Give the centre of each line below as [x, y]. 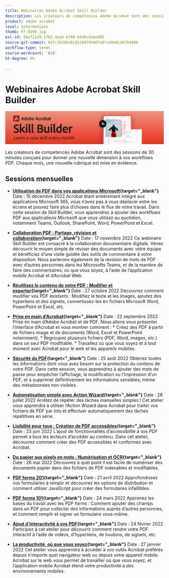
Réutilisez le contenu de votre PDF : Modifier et [63, 285]
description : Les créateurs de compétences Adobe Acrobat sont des [77, 16]
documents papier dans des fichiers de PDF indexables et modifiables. [86, 468]
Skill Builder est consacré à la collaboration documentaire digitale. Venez [88, 243]
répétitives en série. [33, 416]
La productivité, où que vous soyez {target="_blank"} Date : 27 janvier [87, 544]
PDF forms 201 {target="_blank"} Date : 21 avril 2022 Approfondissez [85, 477]
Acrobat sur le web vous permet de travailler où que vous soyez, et [82, 560]
